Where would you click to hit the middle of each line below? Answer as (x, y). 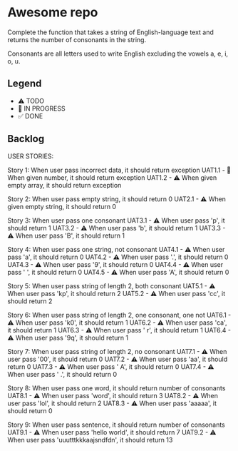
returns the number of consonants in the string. (77, 39)
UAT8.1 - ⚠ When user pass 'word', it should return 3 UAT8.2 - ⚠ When (113, 395)
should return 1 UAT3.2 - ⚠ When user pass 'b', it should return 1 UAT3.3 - (117, 228)
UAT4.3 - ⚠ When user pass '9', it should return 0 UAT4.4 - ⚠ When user (115, 264)
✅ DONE (30, 116)
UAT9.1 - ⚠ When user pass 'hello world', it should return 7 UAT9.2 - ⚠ (112, 432)
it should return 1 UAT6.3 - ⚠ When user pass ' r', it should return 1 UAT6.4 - (119, 330)
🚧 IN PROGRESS (41, 108)
